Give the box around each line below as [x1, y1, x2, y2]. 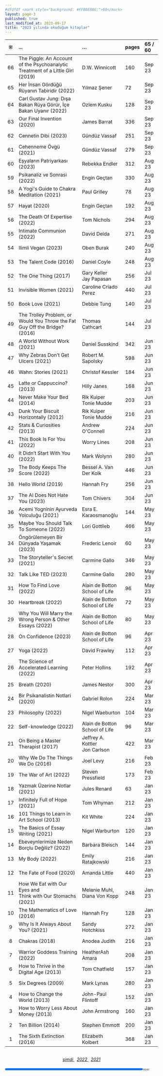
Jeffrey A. [81, 734, 104, 741]
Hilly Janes [81, 383, 107, 390]
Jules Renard [81, 786, 112, 792]
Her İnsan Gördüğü [18, 81, 62, 88]
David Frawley [81, 647, 114, 654]
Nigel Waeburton [81, 710, 120, 716]
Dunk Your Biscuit [18, 408, 59, 415]
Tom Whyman [81, 800, 114, 807]
